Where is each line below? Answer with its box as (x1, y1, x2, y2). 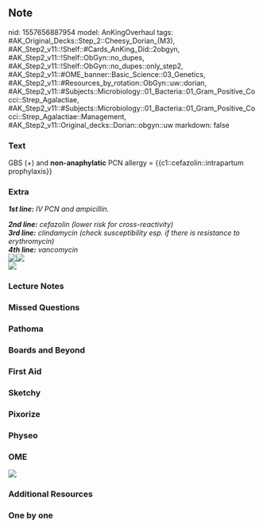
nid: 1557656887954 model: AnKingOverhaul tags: (8, 27, 173, 37)
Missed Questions (8, 302, 80, 313)
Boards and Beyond (8, 345, 86, 356)
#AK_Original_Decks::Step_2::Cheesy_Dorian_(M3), (8, 36, 176, 45)
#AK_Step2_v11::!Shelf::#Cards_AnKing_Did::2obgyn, (8, 44, 180, 54)
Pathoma (8, 323, 44, 334)
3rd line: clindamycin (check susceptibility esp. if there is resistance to (8, 228, 240, 237)
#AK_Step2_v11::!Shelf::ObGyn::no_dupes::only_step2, (8, 61, 184, 71)
